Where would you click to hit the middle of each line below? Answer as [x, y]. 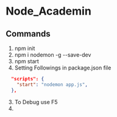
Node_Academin [49, 11]
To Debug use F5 [36, 102]
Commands [28, 34]
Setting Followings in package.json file [63, 68]
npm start [27, 61]
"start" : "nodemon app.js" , [52, 84]
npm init [25, 48]
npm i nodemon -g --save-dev [53, 55]
